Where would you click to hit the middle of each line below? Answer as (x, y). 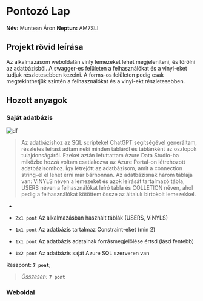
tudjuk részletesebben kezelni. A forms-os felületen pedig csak (85, 75)
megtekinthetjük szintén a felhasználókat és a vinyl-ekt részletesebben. (96, 81)
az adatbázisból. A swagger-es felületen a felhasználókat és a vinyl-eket (97, 68)
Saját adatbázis (30, 118)
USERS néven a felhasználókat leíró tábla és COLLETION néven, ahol (107, 188)
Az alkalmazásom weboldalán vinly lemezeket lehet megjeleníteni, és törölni (101, 61)
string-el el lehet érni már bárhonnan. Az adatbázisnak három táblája (107, 175)
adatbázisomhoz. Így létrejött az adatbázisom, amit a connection (102, 168)
